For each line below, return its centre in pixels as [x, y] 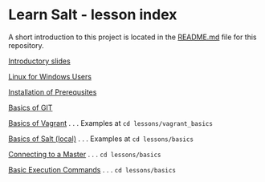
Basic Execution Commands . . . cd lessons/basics [92, 169]
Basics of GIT [31, 107]
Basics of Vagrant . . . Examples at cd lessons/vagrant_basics [110, 123]
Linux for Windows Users [50, 76]
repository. [26, 45]
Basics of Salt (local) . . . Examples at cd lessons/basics [101, 139]
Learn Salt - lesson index [93, 15]
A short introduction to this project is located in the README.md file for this [132, 37]
